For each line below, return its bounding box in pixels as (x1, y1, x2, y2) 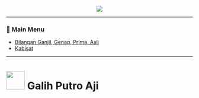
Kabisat (14, 45, 34, 52)
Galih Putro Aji (27, 79, 99, 93)
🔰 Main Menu (6, 25, 45, 33)
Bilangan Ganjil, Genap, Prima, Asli (14, 39, 99, 46)
